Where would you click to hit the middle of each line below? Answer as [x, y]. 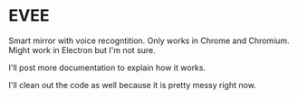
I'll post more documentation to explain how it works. [107, 67]
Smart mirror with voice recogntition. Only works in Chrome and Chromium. [149, 40]
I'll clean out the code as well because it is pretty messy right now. [133, 85]
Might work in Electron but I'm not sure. [82, 49]
